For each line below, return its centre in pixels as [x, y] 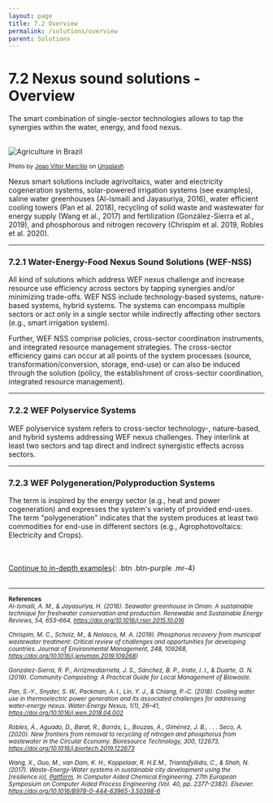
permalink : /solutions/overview [63, 31]
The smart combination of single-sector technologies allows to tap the [126, 119]
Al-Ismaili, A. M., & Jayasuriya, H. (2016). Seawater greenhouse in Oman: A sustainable [131, 606]
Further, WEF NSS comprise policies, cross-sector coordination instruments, [136, 339]
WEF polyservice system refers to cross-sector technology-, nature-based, [134, 428]
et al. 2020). [29, 233]
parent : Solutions [39, 39]
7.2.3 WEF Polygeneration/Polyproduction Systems [112, 483]
